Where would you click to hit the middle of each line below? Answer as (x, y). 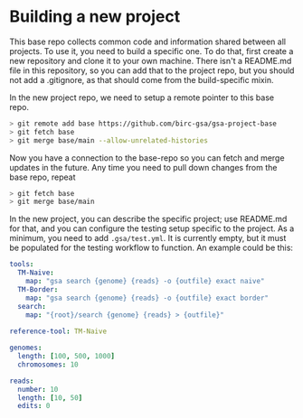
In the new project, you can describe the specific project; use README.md (148, 219)
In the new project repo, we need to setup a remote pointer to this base (142, 98)
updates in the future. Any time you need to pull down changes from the (143, 167)
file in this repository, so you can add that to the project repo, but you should (152, 70)
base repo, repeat (43, 177)
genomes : (26, 348)
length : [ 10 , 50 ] (50, 398)
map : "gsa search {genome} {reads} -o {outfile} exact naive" (145, 282)
